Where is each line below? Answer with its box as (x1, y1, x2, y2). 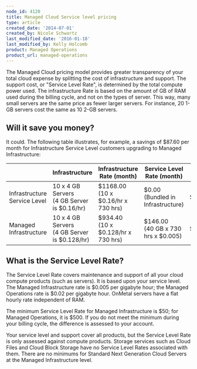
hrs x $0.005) (143, 232, 182, 240)
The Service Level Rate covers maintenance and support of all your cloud (6, 271, 184, 279)
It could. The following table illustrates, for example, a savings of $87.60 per (6, 139, 189, 146)
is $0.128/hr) (52, 236, 90, 244)
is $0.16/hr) (52, 204, 86, 212)
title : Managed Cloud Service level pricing (6, 14, 117, 20)
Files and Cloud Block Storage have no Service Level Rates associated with (6, 344, 188, 351)
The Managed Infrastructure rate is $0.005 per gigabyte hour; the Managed (6, 284, 189, 291)
